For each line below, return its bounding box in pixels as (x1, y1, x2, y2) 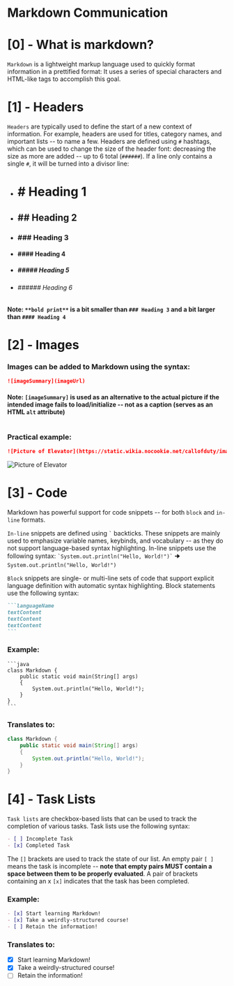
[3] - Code (7, 485, 68, 501)
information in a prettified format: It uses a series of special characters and (7, 68, 221, 76)
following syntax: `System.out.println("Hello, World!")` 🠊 (7, 552, 181, 560)
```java (7, 661, 30, 668)
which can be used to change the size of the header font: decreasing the (7, 145, 217, 153)
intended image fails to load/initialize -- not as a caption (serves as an (7, 400, 214, 409)
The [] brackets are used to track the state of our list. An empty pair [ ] (7, 854, 214, 863)
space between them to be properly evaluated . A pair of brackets (7, 869, 198, 878)
